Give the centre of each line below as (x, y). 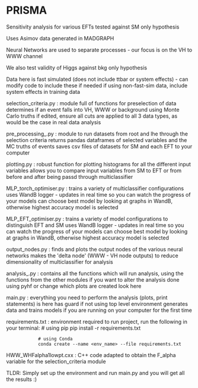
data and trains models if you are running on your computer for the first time (99, 310)
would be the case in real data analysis (54, 122)
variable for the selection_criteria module (56, 361)
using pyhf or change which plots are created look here (74, 286)
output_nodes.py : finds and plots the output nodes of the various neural (95, 249)
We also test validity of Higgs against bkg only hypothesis (76, 67)
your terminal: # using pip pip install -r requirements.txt (74, 328)
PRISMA (27, 10)
